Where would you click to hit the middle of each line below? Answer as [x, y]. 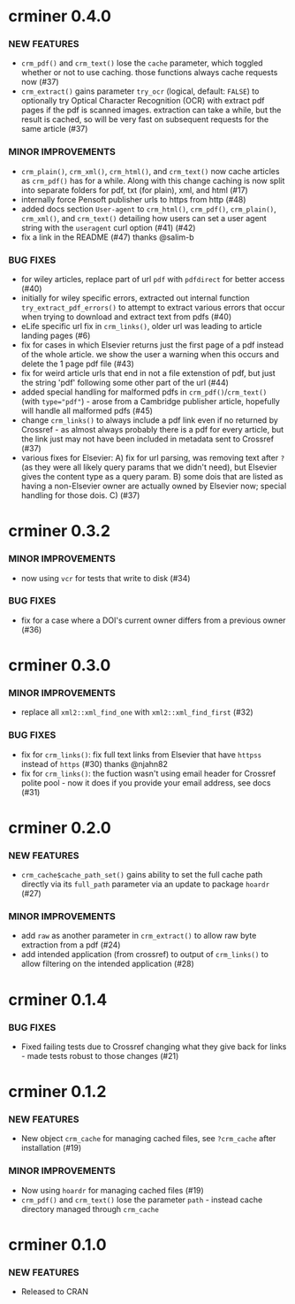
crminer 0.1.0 [57, 1244]
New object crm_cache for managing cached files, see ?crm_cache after [148, 1139]
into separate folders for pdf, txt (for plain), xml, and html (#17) [134, 190]
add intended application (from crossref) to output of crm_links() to [144, 955]
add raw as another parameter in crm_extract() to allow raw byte [139, 936]
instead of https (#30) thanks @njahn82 [95, 763]
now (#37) [40, 82]
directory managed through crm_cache [90, 1208]
